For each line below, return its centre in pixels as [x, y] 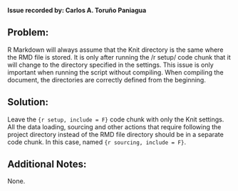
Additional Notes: [47, 164]
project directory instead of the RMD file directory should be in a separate [116, 134]
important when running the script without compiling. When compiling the [115, 72]
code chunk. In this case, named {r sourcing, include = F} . [97, 142]
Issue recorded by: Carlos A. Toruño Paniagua [77, 10]
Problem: [28, 32]
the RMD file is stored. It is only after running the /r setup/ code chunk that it [119, 57]
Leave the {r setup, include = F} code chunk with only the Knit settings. [116, 119]
